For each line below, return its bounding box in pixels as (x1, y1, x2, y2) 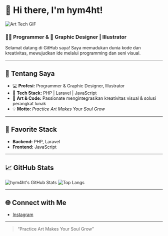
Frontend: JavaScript (12, 144, 57, 150)
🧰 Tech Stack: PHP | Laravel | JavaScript (12, 90, 97, 96)
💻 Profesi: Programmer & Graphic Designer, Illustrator (12, 83, 125, 89)
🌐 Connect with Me (5, 199, 66, 207)
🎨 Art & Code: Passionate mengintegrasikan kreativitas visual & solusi (12, 95, 156, 101)
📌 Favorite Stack (5, 125, 57, 134)
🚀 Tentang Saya (5, 69, 55, 78)
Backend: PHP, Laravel (12, 138, 60, 144)
